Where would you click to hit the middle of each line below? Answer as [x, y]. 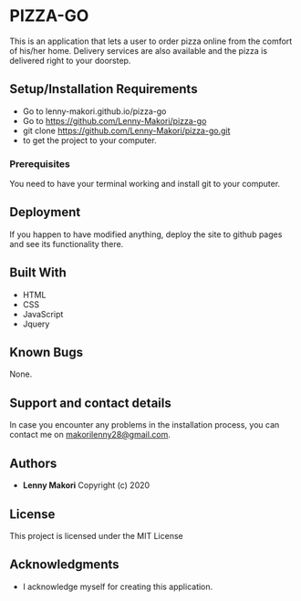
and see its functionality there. [67, 244]
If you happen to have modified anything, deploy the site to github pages [146, 234]
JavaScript [43, 314]
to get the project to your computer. [89, 140]
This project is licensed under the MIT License [97, 535]
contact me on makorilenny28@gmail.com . [90, 435]
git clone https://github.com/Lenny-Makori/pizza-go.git [126, 130]
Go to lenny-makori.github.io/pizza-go [94, 111]
